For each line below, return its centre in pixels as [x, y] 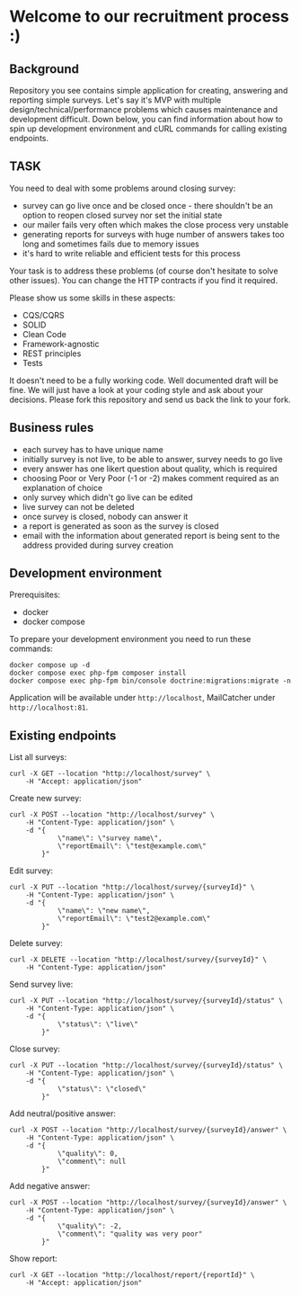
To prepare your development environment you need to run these [130, 639]
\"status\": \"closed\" [101, 1089]
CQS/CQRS [43, 315]
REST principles [52, 353]
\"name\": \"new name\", [104, 911]
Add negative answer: [50, 1186]
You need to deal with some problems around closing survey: [123, 188]
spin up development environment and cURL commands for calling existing [148, 129]
